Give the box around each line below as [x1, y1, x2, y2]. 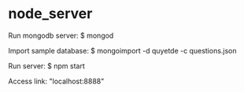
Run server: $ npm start [8, 61, 85, 71]
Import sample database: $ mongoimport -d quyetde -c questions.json [8, 46, 238, 55]
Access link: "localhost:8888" [8, 76, 105, 86]
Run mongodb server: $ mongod [8, 31, 114, 40]
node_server [8, 5, 93, 23]
